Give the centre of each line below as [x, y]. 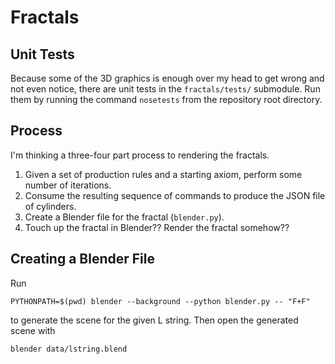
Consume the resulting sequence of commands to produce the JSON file [175, 195]
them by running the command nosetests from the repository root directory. [166, 99]
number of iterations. [68, 185]
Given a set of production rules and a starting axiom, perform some [163, 174]
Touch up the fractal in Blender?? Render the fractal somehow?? [157, 227]
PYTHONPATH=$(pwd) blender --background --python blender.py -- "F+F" [160, 301]
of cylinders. [50, 206]
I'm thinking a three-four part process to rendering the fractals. [140, 155]
